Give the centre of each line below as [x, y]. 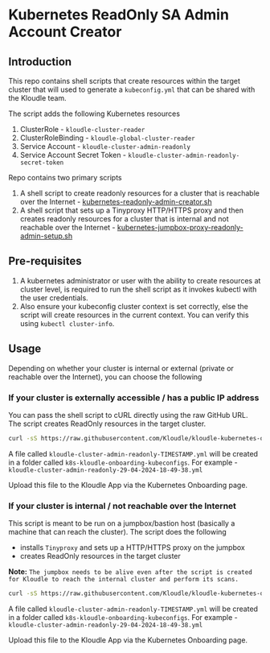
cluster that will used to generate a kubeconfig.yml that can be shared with [132, 89]
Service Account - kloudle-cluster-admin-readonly [105, 146]
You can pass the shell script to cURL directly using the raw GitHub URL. [128, 415]
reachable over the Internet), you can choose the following [105, 377]
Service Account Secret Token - [73, 155]
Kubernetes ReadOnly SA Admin [119, 15]
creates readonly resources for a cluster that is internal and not [124, 219]
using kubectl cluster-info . [67, 323]
